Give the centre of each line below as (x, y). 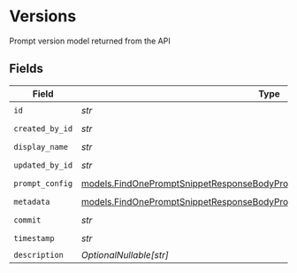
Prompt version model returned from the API (90, 41)
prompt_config (43, 184)
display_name (41, 147)
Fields (27, 69)
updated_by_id (43, 165)
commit (27, 220)
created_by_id (43, 129)
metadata (32, 202)
